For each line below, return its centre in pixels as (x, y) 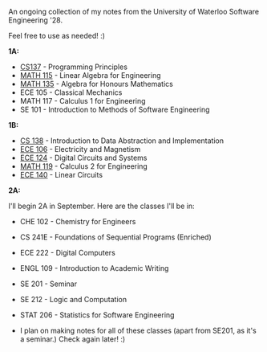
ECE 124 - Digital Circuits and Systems (83, 158)
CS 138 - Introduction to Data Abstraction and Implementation (122, 141)
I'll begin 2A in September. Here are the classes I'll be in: (101, 206)
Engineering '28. (35, 20)
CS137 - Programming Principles (74, 67)
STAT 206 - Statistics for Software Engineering (97, 315)
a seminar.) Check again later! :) (73, 339)
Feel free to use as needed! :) (57, 36)
